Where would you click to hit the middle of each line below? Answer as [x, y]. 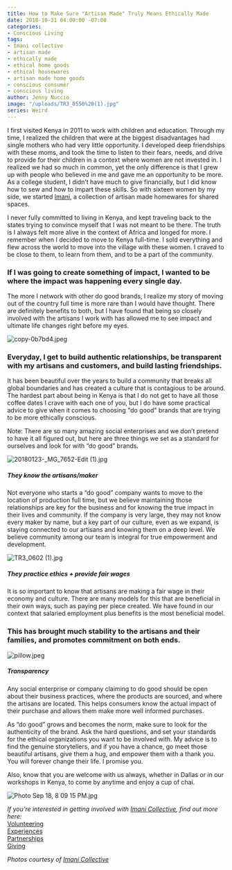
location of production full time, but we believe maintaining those [100, 500]
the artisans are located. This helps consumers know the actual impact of [112, 703]
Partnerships [25, 838]
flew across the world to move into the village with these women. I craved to [116, 246]
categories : [24, 26]
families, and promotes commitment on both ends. [94, 640]
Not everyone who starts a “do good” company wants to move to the [105, 493]
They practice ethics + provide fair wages [69, 574]
